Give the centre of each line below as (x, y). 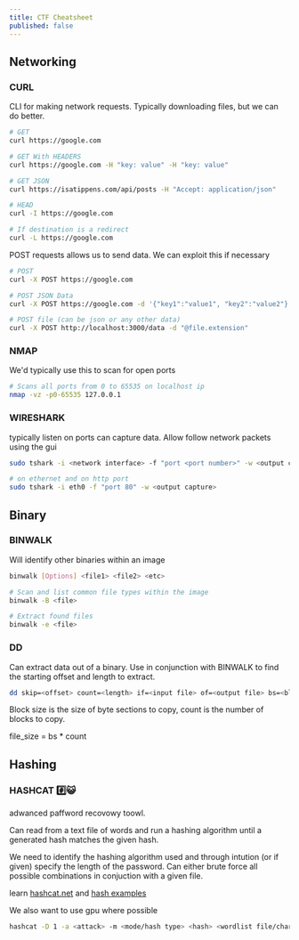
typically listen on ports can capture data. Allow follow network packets (140, 437)
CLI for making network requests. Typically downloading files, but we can (144, 107)
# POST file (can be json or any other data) (95, 320)
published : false (41, 26)
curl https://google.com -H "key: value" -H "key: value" (119, 165)
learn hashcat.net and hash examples (78, 893)
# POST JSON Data (41, 296)
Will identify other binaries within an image (87, 559)
